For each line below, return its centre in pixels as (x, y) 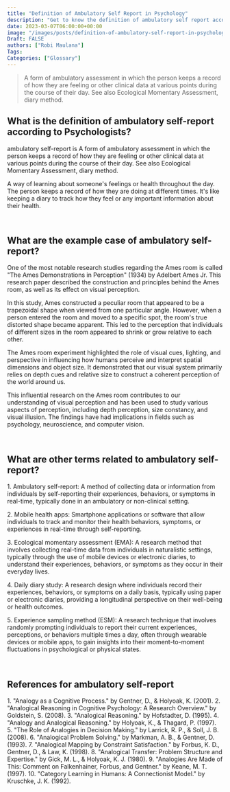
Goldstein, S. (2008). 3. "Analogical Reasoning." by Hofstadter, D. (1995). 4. (113, 715)
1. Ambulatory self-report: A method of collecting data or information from (111, 487)
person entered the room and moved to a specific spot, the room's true (107, 317)
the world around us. (37, 382)
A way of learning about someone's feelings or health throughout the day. (111, 183)
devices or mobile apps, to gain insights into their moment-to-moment (106, 642)
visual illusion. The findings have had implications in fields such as (101, 417)
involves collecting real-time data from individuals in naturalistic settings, (110, 550)
